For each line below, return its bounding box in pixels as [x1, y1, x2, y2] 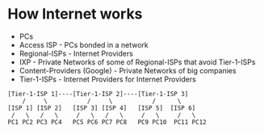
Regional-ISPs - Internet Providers [19, 48, 134, 58]
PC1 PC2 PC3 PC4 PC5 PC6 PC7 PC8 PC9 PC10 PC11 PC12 [7, 118, 207, 126]
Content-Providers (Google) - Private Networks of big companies [19, 65, 237, 75]
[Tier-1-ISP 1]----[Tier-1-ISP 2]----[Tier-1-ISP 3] [7, 89, 189, 98]
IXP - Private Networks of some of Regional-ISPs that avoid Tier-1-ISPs [19, 57, 256, 67]
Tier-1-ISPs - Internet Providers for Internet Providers [19, 74, 197, 84]
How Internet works [7, 5, 143, 23]
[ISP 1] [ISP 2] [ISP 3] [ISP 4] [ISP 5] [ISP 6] [7, 104, 196, 112]
